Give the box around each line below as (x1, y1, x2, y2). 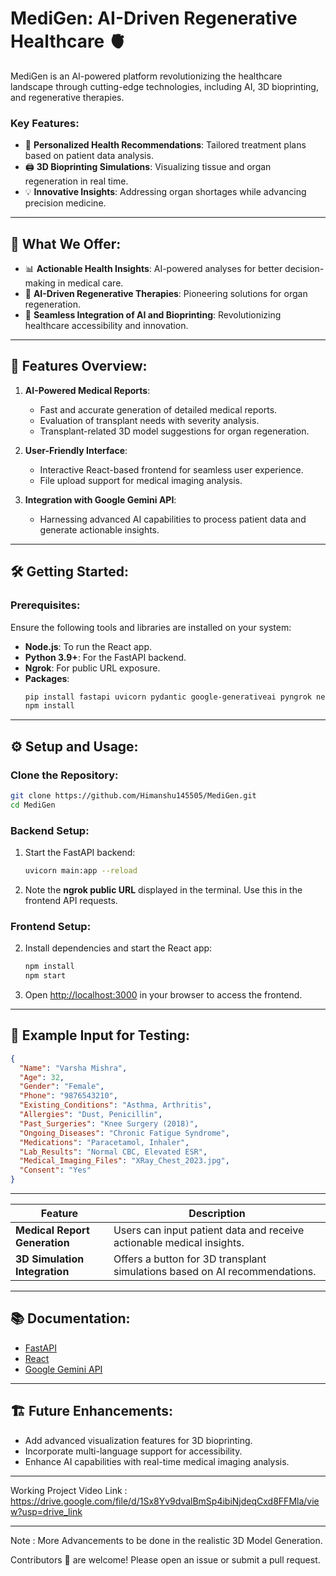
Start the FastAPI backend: (24, 847, 136, 859)
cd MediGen (10, 800, 56, 810)
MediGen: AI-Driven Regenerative (10, 7, 298, 30)
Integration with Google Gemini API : (24, 493, 177, 506)
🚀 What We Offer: (10, 235, 122, 252)
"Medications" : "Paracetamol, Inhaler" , (19, 1137, 190, 1147)
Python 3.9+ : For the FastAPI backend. (24, 651, 187, 663)
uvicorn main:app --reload (24, 866, 138, 876)
